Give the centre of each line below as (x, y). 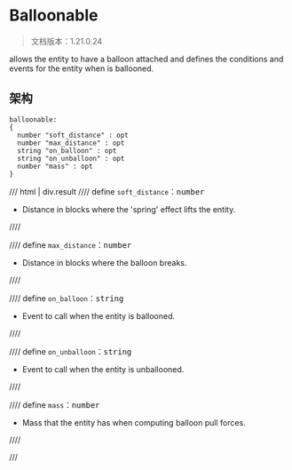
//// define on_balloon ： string (67, 298)
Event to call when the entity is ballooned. (99, 315)
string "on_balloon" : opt (67, 151)
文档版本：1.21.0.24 (67, 41)
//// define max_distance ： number (71, 244)
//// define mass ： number (55, 404)
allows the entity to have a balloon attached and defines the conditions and (146, 59)
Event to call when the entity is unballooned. (103, 369)
